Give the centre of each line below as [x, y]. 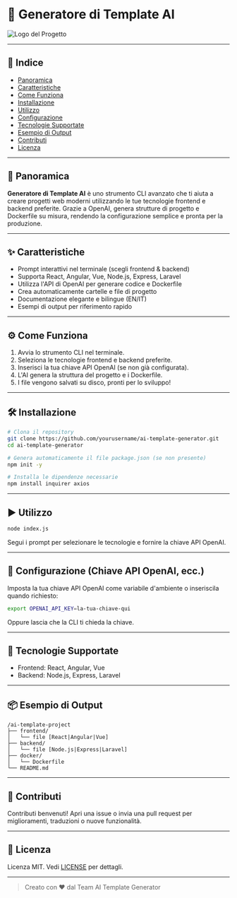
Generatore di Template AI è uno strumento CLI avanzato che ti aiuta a [110, 193]
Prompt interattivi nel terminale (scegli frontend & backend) [104, 269]
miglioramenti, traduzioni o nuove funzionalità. [75, 821]
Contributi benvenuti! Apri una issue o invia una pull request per [100, 813]
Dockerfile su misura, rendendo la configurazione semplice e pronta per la [115, 215]
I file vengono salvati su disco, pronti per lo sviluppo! [94, 383]
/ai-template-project [39, 725]
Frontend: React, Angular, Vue [61, 668]
